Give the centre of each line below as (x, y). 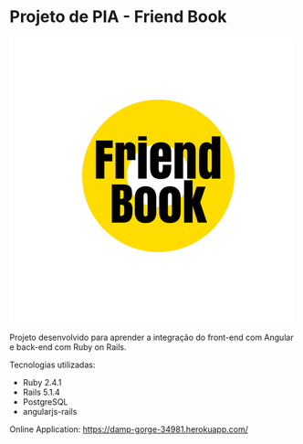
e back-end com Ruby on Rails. (68, 347)
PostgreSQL (45, 402)
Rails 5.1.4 (42, 392)
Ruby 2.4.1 (42, 382)
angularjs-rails (50, 411)
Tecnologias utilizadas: (52, 365)
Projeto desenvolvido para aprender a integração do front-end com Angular (151, 337)
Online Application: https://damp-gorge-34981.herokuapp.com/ (129, 429)
